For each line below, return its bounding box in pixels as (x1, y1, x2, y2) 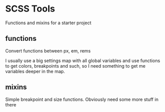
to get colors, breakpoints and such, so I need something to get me (5, 63, 146, 69)
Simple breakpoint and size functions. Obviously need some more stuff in (5, 96, 159, 102)
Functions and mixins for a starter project (5, 20, 91, 26)
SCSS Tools (5, 3, 55, 15)
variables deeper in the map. (5, 68, 65, 74)
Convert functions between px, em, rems (5, 47, 91, 53)
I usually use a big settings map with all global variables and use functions (5, 58, 160, 64)
